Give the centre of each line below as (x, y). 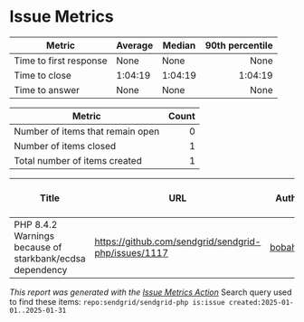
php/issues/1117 (132, 252)
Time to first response (61, 61)
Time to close (43, 75)
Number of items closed (65, 146)
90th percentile (239, 45)
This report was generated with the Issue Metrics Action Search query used (151, 292)
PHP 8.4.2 (36, 224)
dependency (41, 270)
